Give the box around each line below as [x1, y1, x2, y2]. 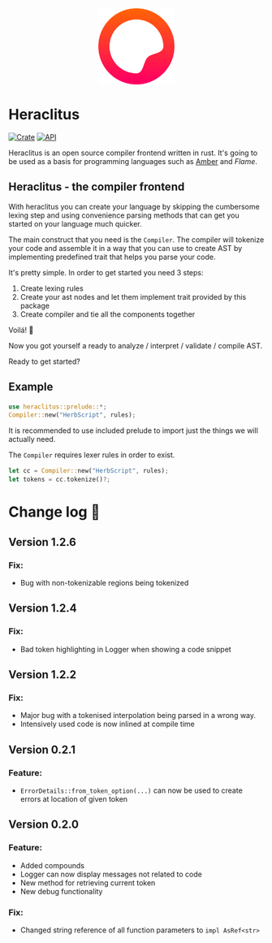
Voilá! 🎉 [8, 325, 34, 335]
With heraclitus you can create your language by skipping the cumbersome [8, 201, 260, 211]
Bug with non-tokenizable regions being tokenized [19, 577, 189, 587]
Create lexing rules [19, 283, 84, 293]
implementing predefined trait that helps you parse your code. [8, 252, 217, 262]
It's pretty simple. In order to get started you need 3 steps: [8, 267, 204, 277]
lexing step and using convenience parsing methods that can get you [8, 210, 240, 220]
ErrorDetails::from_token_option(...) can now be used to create [19, 785, 244, 795]
